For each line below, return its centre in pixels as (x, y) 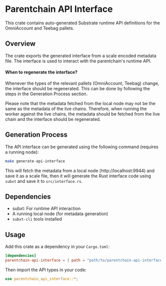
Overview (21, 44)
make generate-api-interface (35, 161)
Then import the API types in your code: (46, 270)
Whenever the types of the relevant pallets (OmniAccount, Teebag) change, (82, 83)
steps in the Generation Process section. (46, 94)
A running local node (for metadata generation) (60, 214)
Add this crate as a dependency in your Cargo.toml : (57, 247)
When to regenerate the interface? (41, 72)
